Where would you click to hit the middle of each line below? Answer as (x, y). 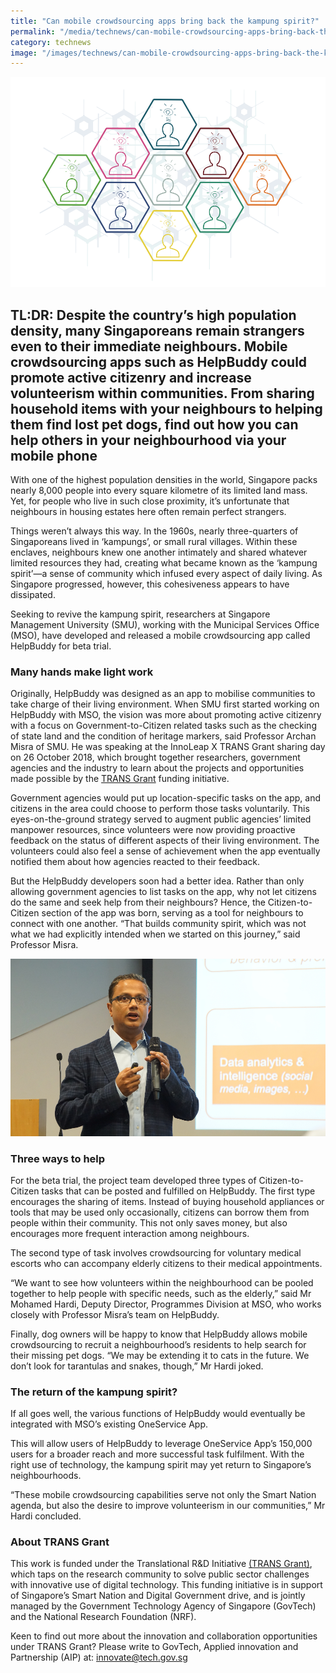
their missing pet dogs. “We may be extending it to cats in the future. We (160, 1355)
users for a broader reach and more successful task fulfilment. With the (157, 1454)
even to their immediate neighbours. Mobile (149, 346)
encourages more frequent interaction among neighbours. (130, 1233)
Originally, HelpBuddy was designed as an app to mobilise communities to (163, 694)
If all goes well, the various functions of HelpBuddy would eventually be (158, 1414)
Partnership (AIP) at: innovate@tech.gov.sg (99, 1657)
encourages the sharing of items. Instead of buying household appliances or (167, 1201)
